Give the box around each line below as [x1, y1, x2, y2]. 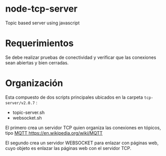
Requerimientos [5, 37, 74, 49]
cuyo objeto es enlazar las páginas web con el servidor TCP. [5, 145, 132, 151]
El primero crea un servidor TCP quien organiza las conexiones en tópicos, [5, 125, 161, 131]
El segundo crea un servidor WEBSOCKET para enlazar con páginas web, [5, 140, 159, 146]
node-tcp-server [5, 3, 77, 15]
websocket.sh [12, 114, 42, 121]
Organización [5, 77, 63, 89]
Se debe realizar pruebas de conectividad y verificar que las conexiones [5, 54, 156, 60]
